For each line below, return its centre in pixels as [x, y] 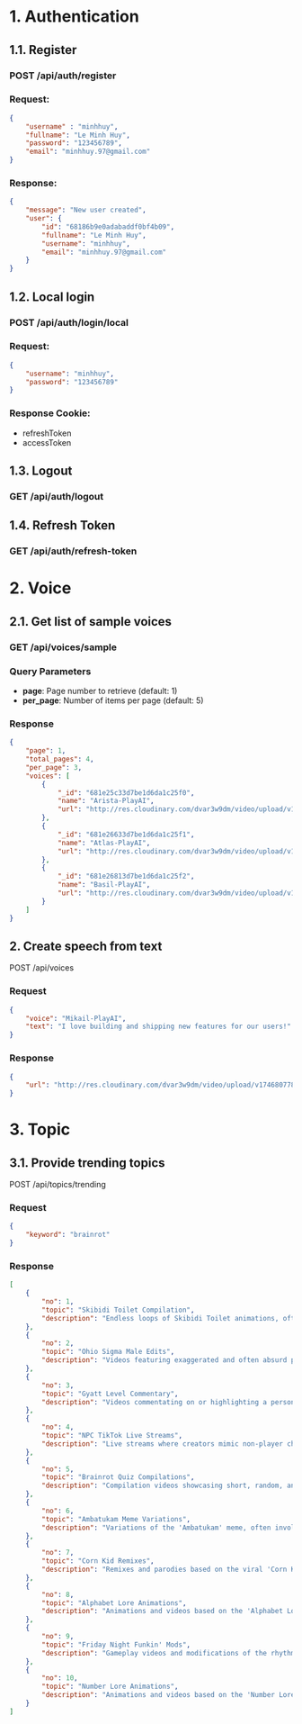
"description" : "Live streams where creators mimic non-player [162, 1444]
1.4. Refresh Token [62, 525]
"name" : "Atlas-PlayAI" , [104, 843]
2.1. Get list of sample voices [91, 622]
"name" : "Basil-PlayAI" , [104, 885]
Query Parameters [50, 671]
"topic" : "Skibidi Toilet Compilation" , [118, 1310]
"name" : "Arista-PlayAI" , [106, 801]
